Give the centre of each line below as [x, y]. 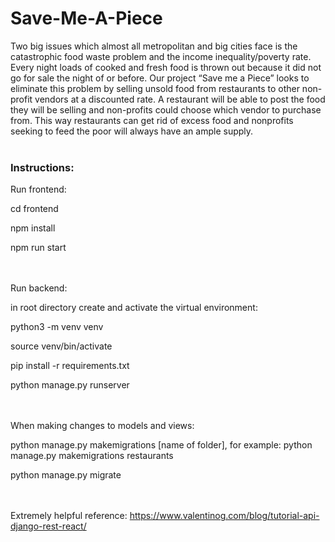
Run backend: [39, 288]
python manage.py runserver [70, 385]
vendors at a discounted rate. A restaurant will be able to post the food [180, 99]
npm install [33, 228]
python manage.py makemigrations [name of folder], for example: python [161, 445]
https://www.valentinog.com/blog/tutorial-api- [224, 516]
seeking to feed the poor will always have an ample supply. [132, 131]
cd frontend [34, 209]
